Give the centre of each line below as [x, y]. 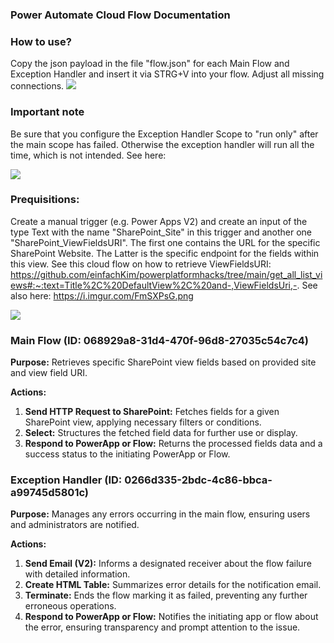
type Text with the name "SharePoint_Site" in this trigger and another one [161, 232]
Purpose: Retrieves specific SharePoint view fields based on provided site [163, 362]
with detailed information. [77, 574]
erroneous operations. [70, 606]
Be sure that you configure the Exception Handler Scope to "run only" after [164, 134]
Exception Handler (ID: [66, 480]
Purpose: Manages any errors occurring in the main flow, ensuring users [160, 514]
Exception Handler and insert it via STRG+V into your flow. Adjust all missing [167, 74]
